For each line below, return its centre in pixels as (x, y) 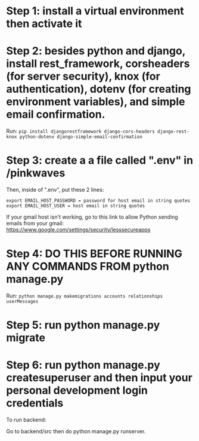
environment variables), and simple (96, 102)
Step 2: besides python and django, (96, 51)
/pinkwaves (36, 173)
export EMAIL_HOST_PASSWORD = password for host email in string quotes (98, 201)
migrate (26, 338)
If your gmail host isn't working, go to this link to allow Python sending (92, 217)
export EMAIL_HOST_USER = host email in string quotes (76, 206)
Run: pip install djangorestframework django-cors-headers (80, 131)
